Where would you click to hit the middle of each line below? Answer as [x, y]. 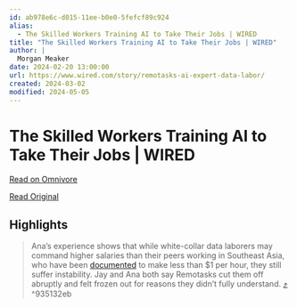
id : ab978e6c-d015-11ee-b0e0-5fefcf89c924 [89, 17]
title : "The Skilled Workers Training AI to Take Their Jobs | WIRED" [143, 42]
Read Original [34, 197]
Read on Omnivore [43, 180]
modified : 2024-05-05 [49, 92]
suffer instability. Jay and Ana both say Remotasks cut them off [147, 275]
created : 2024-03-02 [48, 84]
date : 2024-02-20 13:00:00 [59, 68]
